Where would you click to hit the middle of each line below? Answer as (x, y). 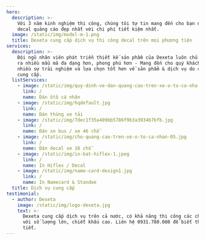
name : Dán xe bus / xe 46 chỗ (61, 131)
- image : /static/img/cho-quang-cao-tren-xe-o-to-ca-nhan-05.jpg (102, 137)
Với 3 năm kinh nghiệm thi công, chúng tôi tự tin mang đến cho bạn (106, 23)
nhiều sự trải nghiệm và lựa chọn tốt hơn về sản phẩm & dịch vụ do (106, 69)
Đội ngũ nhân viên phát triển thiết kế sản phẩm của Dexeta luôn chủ (108, 57)
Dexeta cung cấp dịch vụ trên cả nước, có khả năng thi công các (107, 216)
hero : (13, 12)
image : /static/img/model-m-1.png (56, 35)
